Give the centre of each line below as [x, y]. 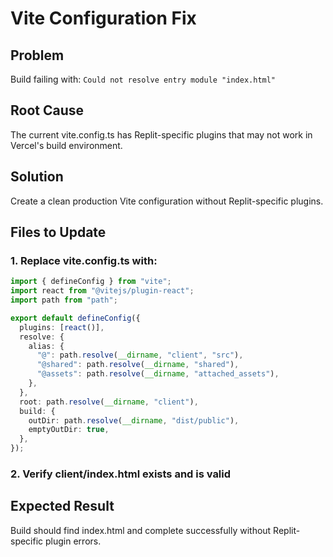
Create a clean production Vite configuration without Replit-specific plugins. [167, 201]
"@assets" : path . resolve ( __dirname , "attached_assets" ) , [158, 374]
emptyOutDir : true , [69, 430]
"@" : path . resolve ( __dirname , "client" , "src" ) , [140, 355]
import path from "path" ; [64, 300]
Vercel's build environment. [66, 145]
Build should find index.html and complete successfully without [141, 530]
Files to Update [58, 232]
